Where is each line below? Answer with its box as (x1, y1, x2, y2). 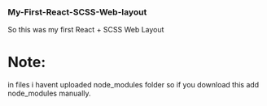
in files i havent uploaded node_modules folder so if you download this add (7, 80, 260, 90)
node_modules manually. (7, 88, 91, 99)
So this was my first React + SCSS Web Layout (7, 25, 164, 35)
